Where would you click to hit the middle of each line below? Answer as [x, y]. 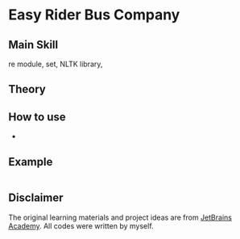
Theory [27, 89]
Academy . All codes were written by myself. [81, 226]
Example [31, 162]
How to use [37, 117]
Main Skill [33, 45]
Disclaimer [36, 198]
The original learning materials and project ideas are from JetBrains [120, 217]
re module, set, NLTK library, [56, 64]
